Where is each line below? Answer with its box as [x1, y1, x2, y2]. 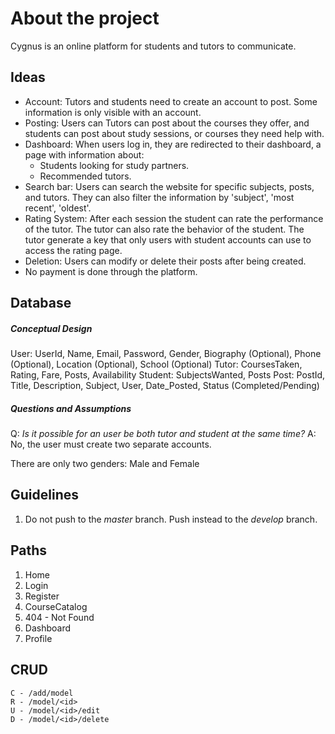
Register [24, 590, 60, 602]
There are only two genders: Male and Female [10, 458, 200, 470]
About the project [10, 7, 160, 30]
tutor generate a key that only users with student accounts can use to [24, 233, 312, 246]
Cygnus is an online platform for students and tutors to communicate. [10, 40, 297, 52]
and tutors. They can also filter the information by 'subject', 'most [24, 191, 295, 203]
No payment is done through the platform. [24, 265, 198, 277]
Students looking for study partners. [39, 159, 190, 171]
